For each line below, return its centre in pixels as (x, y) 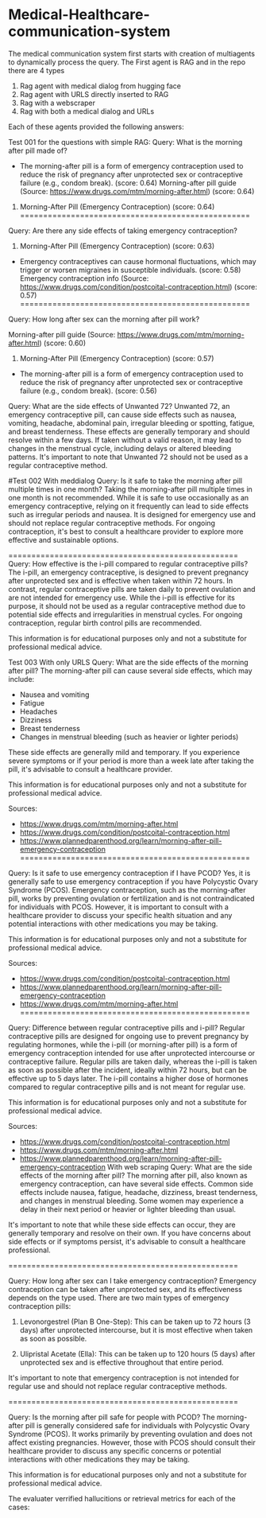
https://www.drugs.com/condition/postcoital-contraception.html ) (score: (139, 286)
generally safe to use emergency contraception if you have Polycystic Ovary (133, 882)
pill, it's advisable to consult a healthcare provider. (91, 769)
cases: (19, 1507)
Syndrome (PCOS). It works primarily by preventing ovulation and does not (130, 1434)
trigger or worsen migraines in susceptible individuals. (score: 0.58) (130, 270)
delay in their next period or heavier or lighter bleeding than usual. (128, 1209)
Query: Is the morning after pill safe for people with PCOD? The (112, 1417)
